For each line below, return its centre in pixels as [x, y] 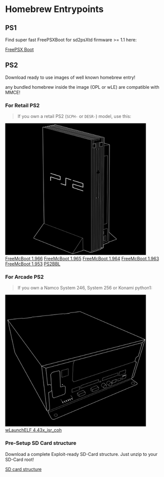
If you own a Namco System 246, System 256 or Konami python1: [85, 288]
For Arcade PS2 [24, 277]
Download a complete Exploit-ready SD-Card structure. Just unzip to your [81, 454]
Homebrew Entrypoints [54, 9]
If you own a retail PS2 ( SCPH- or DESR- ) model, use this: [74, 116]
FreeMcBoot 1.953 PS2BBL [33, 264]
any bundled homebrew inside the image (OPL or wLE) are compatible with [82, 87]
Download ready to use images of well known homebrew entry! [70, 77]
